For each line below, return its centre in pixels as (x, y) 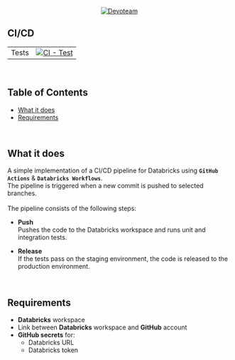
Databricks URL (51, 343)
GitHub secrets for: (46, 335)
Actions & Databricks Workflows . (55, 178)
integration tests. (42, 237)
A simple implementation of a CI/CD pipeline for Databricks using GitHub (113, 170)
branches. (22, 193)
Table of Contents (48, 93)
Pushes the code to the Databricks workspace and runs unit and (111, 230)
